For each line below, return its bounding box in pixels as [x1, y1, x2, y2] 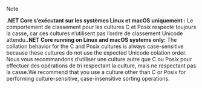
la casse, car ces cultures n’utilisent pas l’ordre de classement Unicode [6, 30, 183, 37]
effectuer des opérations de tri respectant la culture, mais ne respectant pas [6, 62, 197, 69]
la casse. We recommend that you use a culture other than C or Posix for [6, 69, 186, 75]
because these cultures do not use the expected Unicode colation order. [6, 49, 187, 56]
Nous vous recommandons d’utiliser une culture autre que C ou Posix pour [6, 56, 192, 63]
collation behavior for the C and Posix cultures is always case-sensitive [6, 42, 184, 50]
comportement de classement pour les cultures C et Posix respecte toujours [6, 24, 197, 30]
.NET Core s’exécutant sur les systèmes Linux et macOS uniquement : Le [6, 17, 194, 24]
